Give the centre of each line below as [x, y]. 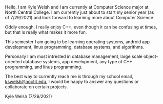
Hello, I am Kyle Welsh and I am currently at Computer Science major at [77, 7]
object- [151, 56]
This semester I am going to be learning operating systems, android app [78, 42]
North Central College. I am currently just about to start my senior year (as [80, 12]
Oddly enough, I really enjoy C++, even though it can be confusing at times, [81, 27]
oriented [13, 62]
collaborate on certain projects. [37, 87]
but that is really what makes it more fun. [46, 32]
